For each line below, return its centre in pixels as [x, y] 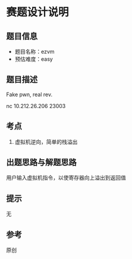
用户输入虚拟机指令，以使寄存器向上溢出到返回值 [66, 178]
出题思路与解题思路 [41, 163]
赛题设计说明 [38, 12]
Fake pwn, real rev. [29, 94]
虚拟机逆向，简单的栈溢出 [46, 141]
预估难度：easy [34, 59]
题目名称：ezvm [34, 52]
